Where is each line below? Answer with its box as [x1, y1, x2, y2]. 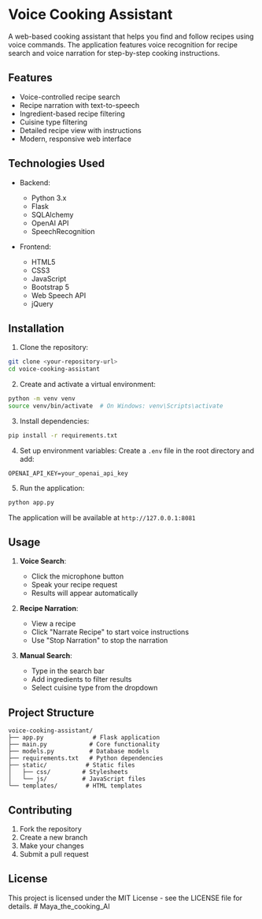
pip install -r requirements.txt [8, 431, 118, 439]
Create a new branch [19, 833, 88, 843]
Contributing [8, 803, 72, 817]
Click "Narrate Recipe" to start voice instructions [31, 627, 190, 637]
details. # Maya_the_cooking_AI [8, 901, 110, 911]
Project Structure [8, 705, 94, 719]
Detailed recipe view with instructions [19, 125, 142, 135]
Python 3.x [31, 193, 67, 203]
